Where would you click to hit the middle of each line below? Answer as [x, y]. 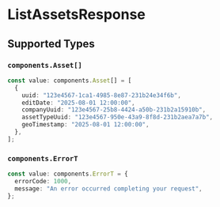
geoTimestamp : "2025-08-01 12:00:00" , [85, 125]
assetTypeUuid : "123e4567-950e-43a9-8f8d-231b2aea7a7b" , [118, 117]
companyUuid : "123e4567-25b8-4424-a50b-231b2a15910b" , [114, 110]
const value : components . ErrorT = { [68, 174]
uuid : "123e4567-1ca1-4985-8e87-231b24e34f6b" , [101, 95]
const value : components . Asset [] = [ [70, 81]
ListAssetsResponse [76, 15]
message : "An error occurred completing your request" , [108, 188]
